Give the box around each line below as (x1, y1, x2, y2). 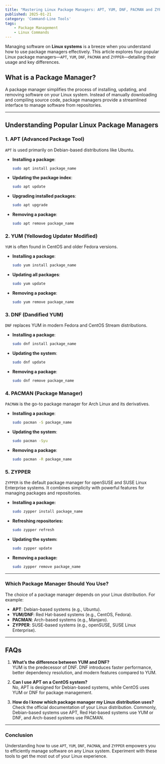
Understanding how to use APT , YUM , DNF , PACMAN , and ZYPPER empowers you (5, 742, 156, 748)
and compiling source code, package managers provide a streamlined (5, 97, 147, 103)
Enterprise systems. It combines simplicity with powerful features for (5, 485, 144, 491)
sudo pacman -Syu (12, 438, 48, 444)
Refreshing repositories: (12, 518, 63, 524)
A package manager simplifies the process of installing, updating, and (5, 86, 146, 92)
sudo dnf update (12, 360, 46, 365)
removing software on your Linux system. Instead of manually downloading (5, 91, 157, 97)
